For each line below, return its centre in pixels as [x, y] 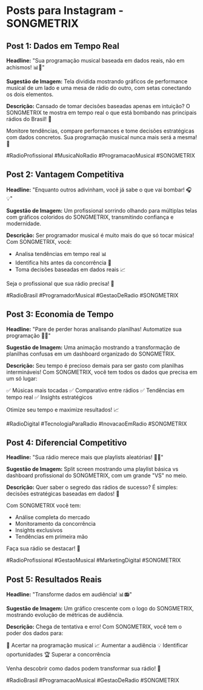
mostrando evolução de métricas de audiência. [65, 615]
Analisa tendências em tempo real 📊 [61, 254]
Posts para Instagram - [65, 11]
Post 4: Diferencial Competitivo [67, 443]
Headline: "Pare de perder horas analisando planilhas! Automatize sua [94, 329]
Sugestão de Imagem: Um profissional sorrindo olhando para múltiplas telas [102, 210]
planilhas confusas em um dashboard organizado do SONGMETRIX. [91, 354]
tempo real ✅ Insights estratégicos [49, 397]
